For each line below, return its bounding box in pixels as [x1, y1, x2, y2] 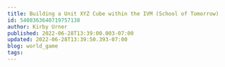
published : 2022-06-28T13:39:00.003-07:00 [7, 29, 134, 37]
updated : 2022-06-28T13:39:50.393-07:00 [7, 36, 128, 43]
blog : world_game [7, 43, 59, 50]
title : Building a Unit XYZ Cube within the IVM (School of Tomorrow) [7, 10, 219, 17]
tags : [7, 50, 23, 57]
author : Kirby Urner [7, 23, 68, 30]
